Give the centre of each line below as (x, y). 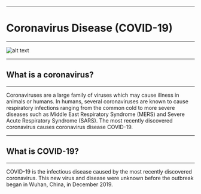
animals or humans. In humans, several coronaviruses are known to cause (97, 101)
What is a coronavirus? (50, 75)
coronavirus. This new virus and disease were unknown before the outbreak (100, 178)
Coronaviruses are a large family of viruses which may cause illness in (93, 95)
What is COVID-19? (43, 152)
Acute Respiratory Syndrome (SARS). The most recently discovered (89, 120)
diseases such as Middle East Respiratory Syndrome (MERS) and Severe (96, 114)
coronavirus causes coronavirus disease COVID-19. (70, 127)
